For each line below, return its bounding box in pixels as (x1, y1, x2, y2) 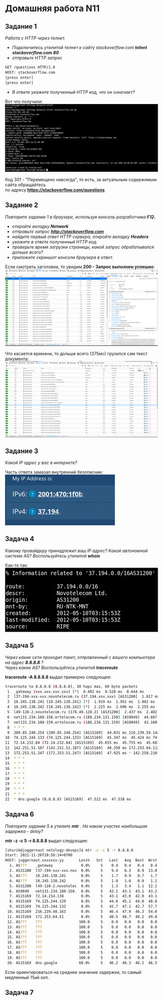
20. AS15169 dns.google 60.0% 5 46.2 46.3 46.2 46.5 (7, 960, 158, 965)
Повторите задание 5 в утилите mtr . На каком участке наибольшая (5, 823, 147, 829)
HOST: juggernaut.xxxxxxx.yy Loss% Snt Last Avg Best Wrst (5, 858, 158, 863)
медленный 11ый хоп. (5, 974, 49, 980)
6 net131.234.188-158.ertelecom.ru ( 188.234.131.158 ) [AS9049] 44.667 (7, 715, 158, 720)
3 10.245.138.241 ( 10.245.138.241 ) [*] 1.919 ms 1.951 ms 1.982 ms (7, 699, 155, 705)
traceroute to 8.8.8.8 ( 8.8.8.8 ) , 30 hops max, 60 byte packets (5, 684, 138, 689)
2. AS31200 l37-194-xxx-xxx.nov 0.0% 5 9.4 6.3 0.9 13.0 (9, 868, 158, 873)
